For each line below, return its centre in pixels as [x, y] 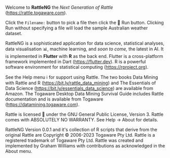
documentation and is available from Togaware [54, 99]
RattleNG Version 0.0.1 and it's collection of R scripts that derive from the [81, 130]
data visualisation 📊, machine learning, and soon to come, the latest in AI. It [84, 49]
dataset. [14, 33]
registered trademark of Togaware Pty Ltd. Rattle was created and [74, 140]
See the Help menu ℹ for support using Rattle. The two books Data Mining [82, 77]
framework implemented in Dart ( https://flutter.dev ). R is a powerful [76, 61]
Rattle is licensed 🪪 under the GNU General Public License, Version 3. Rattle [84, 114]
